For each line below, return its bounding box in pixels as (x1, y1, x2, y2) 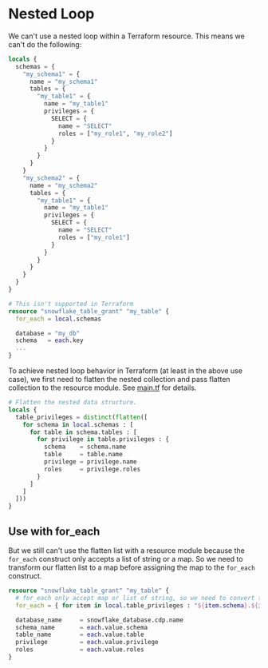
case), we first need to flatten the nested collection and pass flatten (8, 375, 231, 384)
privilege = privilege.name (43, 458, 137, 466)
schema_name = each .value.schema (15, 623, 148, 631)
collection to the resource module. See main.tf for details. (8, 383, 197, 392)
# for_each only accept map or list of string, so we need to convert (15, 594, 255, 602)
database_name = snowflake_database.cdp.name (15, 616, 183, 624)
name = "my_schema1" (29, 78, 98, 85)
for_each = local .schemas (15, 315, 102, 323)
